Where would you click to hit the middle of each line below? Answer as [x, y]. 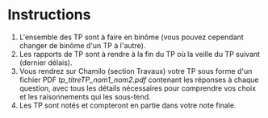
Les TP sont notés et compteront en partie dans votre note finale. [128, 105]
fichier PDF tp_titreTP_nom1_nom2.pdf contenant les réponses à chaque [139, 79]
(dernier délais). [46, 63]
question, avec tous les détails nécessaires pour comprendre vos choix [137, 88]
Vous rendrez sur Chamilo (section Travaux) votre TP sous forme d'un [136, 71]
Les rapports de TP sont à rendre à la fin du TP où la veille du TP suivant [139, 54]
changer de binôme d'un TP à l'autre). [82, 45]
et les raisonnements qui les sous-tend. [85, 96]
